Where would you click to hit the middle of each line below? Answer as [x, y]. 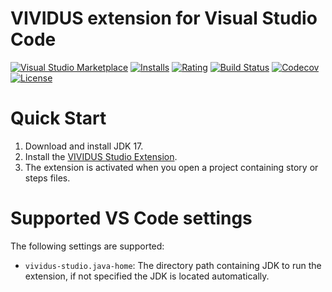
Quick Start [58, 118]
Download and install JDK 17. [84, 146]
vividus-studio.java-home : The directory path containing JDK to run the [173, 265]
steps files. [47, 178]
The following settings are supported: [87, 246]
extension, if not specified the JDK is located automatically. [147, 276]
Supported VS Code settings [131, 218]
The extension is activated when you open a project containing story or [171, 167]
